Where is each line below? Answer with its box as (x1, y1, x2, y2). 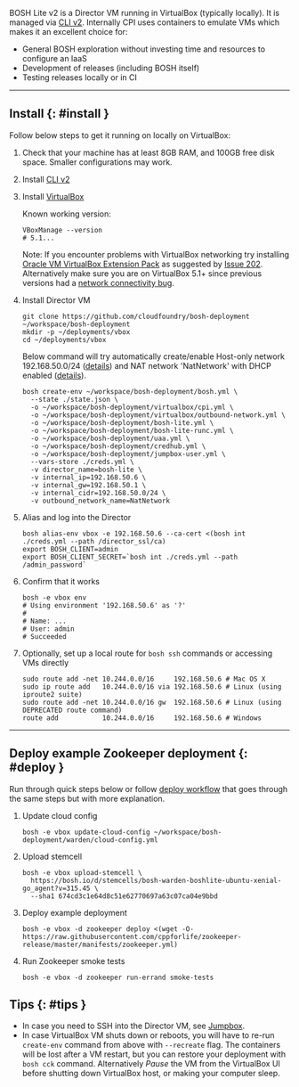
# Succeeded (21, 632, 67, 641)
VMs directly (21, 657, 69, 667)
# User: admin (21, 624, 75, 633)
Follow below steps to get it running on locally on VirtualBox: (9, 129, 231, 141)
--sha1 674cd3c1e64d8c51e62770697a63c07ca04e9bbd (30, 891, 218, 901)
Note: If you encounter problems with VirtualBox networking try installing (21, 249, 290, 259)
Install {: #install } (9, 106, 109, 121)
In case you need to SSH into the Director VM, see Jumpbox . (21, 1020, 246, 1032)
